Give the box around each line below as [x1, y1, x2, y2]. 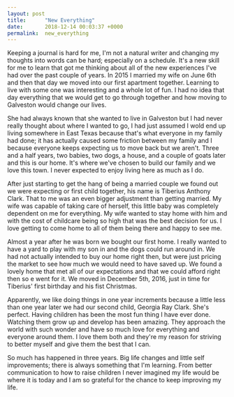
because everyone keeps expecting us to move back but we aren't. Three [7, 144, 219, 152]
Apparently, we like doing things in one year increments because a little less [7, 296, 226, 304]
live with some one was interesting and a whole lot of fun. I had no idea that [7, 86, 225, 94]
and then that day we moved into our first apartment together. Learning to [7, 78, 219, 87]
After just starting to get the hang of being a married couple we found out [7, 179, 219, 188]
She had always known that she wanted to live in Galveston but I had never [7, 114, 223, 123]
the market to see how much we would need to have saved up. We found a [7, 260, 222, 269]
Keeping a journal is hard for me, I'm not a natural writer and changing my [7, 49, 219, 57]
